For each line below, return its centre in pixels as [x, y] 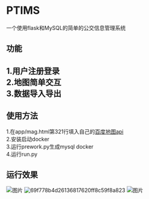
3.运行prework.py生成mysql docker [50, 146]
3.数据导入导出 [34, 93]
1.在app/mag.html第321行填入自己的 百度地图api [65, 131]
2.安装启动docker [28, 139]
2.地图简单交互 [34, 82]
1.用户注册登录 [33, 71]
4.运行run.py [22, 154]
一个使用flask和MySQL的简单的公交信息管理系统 [66, 28]
